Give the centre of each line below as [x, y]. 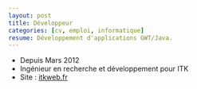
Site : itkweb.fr [43, 77]
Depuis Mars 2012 [49, 60]
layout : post [30, 15]
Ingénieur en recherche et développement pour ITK [104, 69]
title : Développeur [41, 23]
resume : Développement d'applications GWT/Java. [91, 38]
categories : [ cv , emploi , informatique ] [77, 30]
